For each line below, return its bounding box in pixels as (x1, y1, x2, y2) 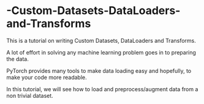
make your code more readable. (6, 73, 87, 81)
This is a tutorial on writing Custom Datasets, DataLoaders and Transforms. (6, 37, 196, 44)
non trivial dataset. (6, 92, 53, 99)
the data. (6, 55, 29, 62)
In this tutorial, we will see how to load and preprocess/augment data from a (6, 85, 198, 92)
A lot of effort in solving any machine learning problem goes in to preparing (6, 48, 196, 56)
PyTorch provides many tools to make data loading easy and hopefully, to (6, 67, 192, 74)
